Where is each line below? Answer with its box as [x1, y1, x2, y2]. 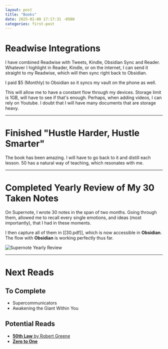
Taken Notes [5, 193, 59, 204]
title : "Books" [5, 12, 37, 17]
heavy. [5, 105, 19, 111]
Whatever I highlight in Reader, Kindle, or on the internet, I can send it [5, 64, 148, 70]
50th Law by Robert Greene [12, 333, 70, 339]
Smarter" [5, 138, 45, 149]
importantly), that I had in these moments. [5, 220, 91, 226]
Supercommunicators [12, 300, 57, 306]
